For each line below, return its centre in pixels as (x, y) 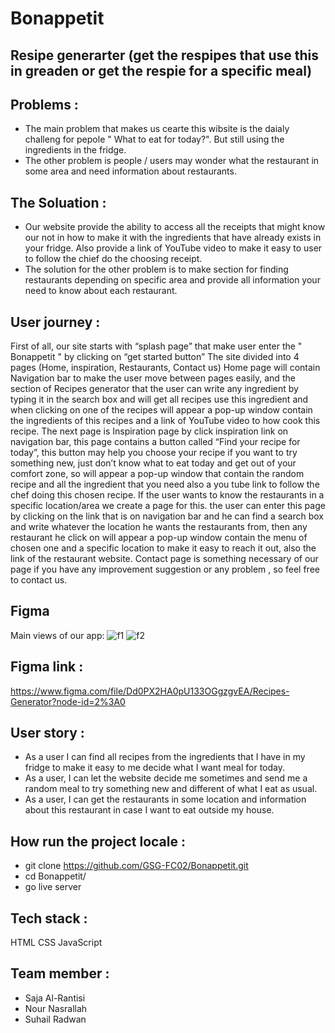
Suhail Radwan (55, 1019)
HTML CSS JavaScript (56, 943)
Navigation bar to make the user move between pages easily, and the (153, 378)
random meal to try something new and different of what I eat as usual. (171, 789)
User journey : (55, 322)
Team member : (60, 973)
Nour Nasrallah (56, 1008)
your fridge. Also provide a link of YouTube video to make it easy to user (173, 248)
